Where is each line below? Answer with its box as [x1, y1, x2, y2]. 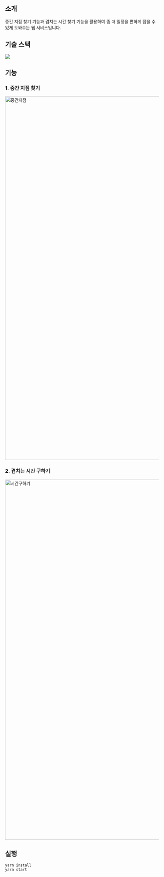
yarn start [5, 867, 27, 872]
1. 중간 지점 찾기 [5, 85, 40, 92]
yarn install [5, 863, 32, 868]
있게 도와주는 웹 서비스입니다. [5, 24, 61, 30]
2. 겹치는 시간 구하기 [5, 468, 50, 475]
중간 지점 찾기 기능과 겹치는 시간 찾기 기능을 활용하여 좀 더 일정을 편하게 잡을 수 [5, 19, 156, 24]
